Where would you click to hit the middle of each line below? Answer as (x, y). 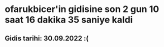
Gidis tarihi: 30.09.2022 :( (47, 38)
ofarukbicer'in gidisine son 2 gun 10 (82, 9)
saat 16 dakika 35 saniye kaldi (69, 20)
